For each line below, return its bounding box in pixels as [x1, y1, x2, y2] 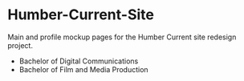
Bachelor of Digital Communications [18, 56, 139, 66]
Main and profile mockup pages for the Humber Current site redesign [7, 32, 237, 42]
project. [7, 40, 34, 50]
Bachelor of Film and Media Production [18, 64, 149, 74]
